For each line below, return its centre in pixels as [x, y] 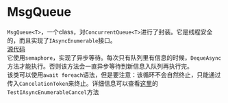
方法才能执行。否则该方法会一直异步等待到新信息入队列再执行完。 [100, 66]
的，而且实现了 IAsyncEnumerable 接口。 [62, 40]
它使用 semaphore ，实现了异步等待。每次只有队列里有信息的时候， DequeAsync [114, 57]
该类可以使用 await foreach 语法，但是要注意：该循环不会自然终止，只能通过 [114, 75]
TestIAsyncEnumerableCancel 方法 [53, 92]
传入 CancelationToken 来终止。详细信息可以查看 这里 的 [83, 83]
